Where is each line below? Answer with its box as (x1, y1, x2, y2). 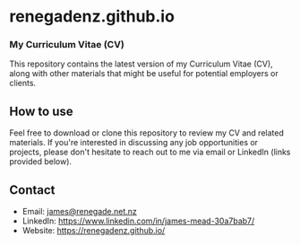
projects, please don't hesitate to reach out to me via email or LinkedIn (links (9, 146, 291, 158)
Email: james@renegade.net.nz (21, 206, 137, 217)
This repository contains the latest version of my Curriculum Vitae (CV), (9, 58, 273, 69)
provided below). (9, 156, 73, 167)
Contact (9, 182, 56, 197)
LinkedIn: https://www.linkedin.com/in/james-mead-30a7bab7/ (21, 215, 255, 226)
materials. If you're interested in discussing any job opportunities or (9, 137, 258, 148)
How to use (9, 103, 73, 118)
